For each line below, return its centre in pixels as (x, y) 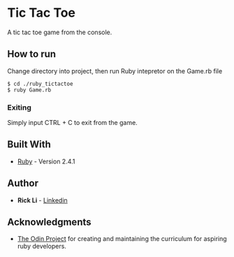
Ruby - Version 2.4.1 (46, 161)
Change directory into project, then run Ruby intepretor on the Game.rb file (115, 71)
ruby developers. (42, 247)
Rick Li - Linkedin (42, 200)
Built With (29, 145)
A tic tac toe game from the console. (60, 32)
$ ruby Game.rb (29, 90)
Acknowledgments (50, 222)
